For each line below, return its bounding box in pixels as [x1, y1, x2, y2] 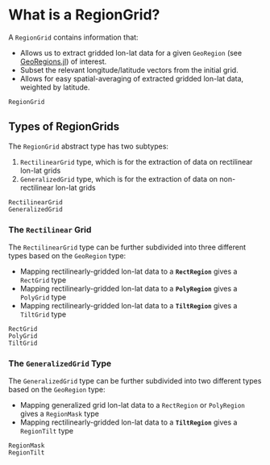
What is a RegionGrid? [8, 6, 160, 24]
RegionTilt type [19, 426, 74, 436]
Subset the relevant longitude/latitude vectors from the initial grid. [19, 65, 239, 74]
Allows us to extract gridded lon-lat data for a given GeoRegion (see [19, 48, 243, 57]
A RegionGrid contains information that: [8, 32, 139, 42]
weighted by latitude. [19, 82, 90, 92]
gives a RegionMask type [19, 409, 99, 419]
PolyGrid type [19, 292, 67, 302]
